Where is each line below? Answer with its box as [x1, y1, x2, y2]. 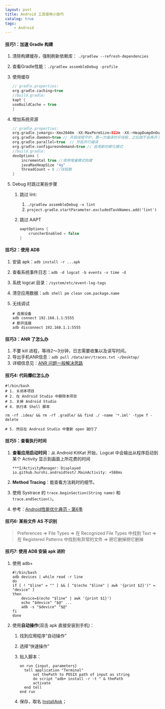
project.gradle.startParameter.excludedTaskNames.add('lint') [27, 207, 157, 213]
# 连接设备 [12, 312, 32, 316]
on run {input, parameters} [19, 664, 77, 669]
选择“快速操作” [19, 643, 50, 649]
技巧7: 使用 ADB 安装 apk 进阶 [5, 548, 65, 554]
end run [19, 689, 35, 694]
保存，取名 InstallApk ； [19, 699, 67, 705]
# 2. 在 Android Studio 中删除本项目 [5, 394, 77, 399]
